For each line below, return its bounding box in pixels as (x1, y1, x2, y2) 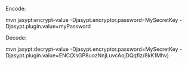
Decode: (5, 34, 27, 41)
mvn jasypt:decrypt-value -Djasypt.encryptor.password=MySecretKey (5, 45, 178, 53)
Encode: (5, 5, 26, 12)
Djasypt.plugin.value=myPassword (5, 23, 91, 30)
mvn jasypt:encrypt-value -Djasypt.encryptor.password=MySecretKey (5, 17, 178, 23)
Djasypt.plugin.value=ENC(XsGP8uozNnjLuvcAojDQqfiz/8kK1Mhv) (5, 52, 169, 58)
